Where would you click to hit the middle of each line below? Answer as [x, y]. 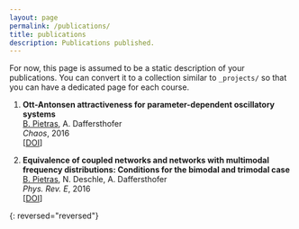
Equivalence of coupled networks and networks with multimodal [146, 160]
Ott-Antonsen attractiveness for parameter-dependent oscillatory [149, 105]
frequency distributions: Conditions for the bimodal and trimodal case [156, 170]
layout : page [34, 18]
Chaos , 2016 [46, 133]
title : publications [48, 34]
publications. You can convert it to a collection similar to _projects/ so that [148, 78]
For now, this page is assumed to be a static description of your [127, 68]
